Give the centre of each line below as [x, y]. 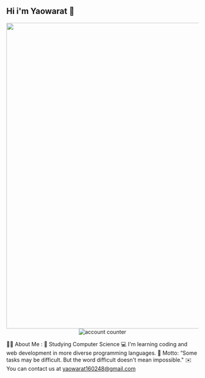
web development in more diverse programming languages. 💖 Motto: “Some [102, 353]
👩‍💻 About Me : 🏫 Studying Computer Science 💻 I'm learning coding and [97, 344]
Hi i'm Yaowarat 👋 [41, 11]
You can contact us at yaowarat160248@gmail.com [71, 368]
